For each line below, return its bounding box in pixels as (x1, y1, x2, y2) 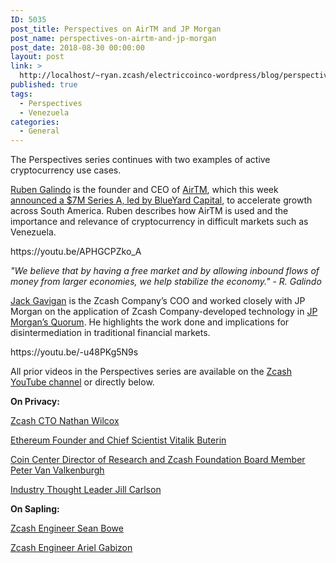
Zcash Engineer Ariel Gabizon (10, 542, 133, 554)
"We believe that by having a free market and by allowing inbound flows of (10, 265, 320, 277)
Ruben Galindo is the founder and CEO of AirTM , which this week (10, 184, 279, 196)
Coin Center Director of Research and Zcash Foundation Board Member (10, 454, 306, 466)
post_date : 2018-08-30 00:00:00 (10, 42, 145, 53)
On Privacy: (10, 396, 60, 408)
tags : (10, 89, 33, 99)
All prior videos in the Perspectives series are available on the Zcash (10, 366, 292, 378)
